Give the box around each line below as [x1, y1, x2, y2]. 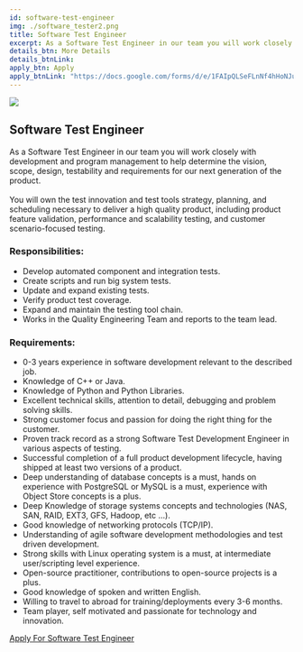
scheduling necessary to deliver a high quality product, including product [9, 204, 281, 215]
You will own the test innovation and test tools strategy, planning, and [9, 194, 268, 205]
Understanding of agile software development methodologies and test [22, 529, 283, 540]
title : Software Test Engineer [9, 30, 127, 39]
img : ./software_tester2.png [9, 22, 119, 31]
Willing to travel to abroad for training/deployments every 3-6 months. [22, 596, 283, 607]
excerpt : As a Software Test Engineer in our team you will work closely [9, 38, 293, 48]
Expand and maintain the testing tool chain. [22, 304, 183, 315]
